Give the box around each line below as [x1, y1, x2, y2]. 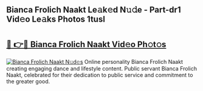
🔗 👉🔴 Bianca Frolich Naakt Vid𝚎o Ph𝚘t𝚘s [6, 39, 167, 49]
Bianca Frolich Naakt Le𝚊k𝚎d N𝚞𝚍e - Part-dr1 [6, 5, 181, 15]
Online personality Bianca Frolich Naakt [84, 58, 184, 65]
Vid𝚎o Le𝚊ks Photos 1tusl [6, 14, 105, 25]
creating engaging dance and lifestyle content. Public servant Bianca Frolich [6, 65, 198, 72]
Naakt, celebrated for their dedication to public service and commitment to [6, 72, 193, 78]
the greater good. [6, 78, 50, 85]
